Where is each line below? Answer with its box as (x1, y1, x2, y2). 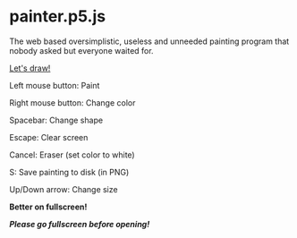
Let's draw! (9, 63, 51, 73)
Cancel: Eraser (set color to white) (9, 149, 136, 160)
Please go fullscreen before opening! (9, 218, 150, 229)
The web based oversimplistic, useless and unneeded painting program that (9, 36, 290, 47)
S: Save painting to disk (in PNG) (9, 166, 130, 177)
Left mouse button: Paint (9, 80, 100, 90)
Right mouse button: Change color (9, 97, 136, 108)
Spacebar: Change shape (9, 115, 104, 125)
